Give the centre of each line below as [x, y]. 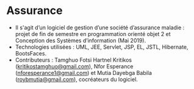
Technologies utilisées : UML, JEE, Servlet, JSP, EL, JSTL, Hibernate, [102, 47]
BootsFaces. [31, 53]
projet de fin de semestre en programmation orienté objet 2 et [93, 34]
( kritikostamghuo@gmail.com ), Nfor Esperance [74, 66]
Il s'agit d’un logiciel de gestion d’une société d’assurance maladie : [100, 27]
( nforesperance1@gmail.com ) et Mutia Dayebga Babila [84, 73]
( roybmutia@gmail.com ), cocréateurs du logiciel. [77, 79]
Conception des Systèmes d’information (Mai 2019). [81, 40]
